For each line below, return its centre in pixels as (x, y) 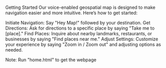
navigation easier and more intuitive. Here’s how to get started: (71, 13)
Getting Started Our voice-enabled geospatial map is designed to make (80, 7)
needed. (14, 50)
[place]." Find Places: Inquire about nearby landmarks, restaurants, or (79, 33)
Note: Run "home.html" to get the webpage (51, 60)
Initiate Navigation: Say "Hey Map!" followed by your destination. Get (78, 23)
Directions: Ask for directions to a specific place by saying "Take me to (80, 28)
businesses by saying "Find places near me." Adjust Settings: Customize (82, 39)
